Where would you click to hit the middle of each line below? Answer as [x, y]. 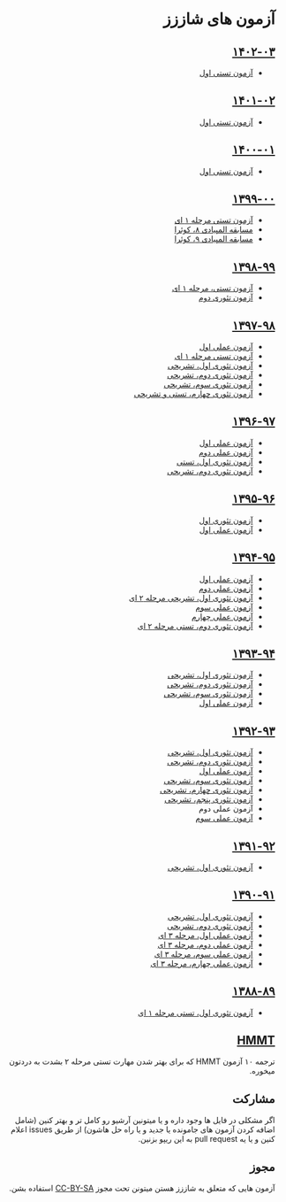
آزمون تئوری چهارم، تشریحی [206, 790]
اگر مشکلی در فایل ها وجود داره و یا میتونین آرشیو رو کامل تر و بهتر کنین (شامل [145, 1121]
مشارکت [253, 1099]
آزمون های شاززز [219, 19]
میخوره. [262, 1071]
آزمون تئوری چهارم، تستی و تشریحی [193, 394]
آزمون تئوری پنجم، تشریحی [208, 799]
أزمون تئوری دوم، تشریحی [210, 762]
